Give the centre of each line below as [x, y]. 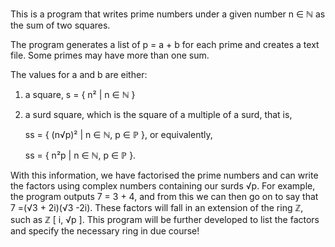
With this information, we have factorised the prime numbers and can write [164, 175]
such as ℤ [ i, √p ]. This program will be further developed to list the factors [165, 219]
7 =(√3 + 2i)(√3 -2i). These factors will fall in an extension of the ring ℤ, [157, 207]
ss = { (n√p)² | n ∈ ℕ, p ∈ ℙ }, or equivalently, [118, 134]
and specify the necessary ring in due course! [105, 231]
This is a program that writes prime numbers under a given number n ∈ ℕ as [168, 14]
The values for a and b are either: [79, 74]
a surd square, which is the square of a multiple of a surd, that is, [158, 114]
